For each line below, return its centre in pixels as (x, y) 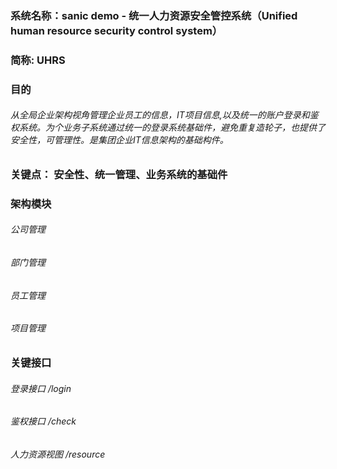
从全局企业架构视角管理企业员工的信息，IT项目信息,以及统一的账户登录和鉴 (164, 115)
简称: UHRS (38, 60)
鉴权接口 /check (43, 421)
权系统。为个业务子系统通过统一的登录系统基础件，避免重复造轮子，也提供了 (168, 128)
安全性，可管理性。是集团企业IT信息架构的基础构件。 (119, 140)
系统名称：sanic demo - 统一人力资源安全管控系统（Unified (154, 15)
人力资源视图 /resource (58, 454)
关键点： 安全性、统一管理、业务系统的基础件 (119, 174)
